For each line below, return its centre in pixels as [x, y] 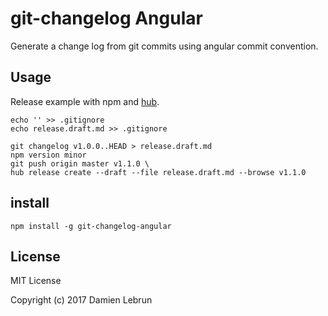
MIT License [36, 281]
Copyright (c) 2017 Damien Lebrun [81, 300]
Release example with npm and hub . [85, 101]
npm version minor [48, 155]
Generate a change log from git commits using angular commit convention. [164, 46]
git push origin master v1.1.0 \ [80, 163]
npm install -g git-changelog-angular [91, 226]
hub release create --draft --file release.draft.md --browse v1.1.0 [158, 172]
